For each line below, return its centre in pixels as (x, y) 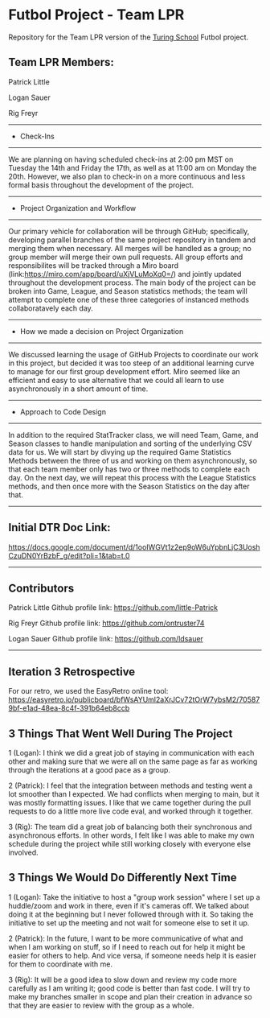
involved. (23, 852)
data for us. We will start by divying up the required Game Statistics (120, 451)
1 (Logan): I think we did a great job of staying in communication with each (131, 753)
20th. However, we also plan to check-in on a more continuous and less (127, 176)
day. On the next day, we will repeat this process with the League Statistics (132, 477)
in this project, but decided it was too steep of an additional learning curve (131, 363)
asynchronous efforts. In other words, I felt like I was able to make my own (131, 835)
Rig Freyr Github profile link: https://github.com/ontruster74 (106, 623)
